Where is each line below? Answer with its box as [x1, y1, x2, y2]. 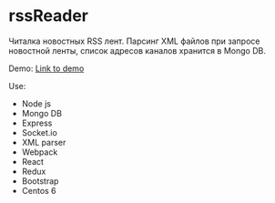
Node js [21, 97, 52, 109]
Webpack [21, 147, 58, 157]
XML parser [21, 137, 66, 147]
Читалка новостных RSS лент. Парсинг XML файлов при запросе [8, 36, 260, 46]
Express [21, 117, 53, 128]
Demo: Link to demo [8, 63, 85, 74]
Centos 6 [21, 185, 56, 196]
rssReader [8, 5, 88, 26]
